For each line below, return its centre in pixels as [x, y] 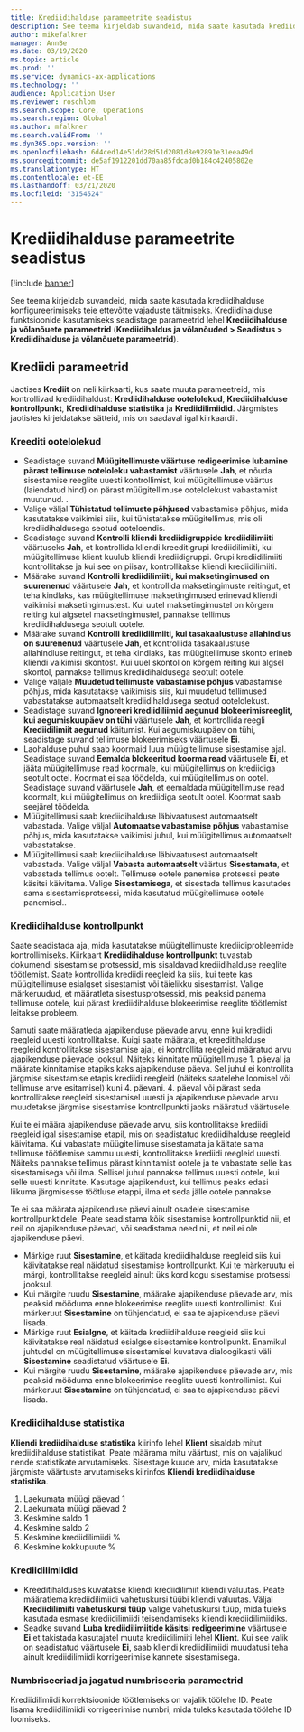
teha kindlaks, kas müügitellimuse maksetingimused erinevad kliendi [150, 595]
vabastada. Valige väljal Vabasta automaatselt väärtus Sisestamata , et [156, 865]
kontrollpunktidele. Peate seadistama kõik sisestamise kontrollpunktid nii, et [151, 1219]
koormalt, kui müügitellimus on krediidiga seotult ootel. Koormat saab [152, 797]
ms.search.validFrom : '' [57, 136]
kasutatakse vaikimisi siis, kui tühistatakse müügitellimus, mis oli [143, 519]
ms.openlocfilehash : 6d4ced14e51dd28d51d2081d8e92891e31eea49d [132, 152]
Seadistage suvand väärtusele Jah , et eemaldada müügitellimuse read [154, 788]
